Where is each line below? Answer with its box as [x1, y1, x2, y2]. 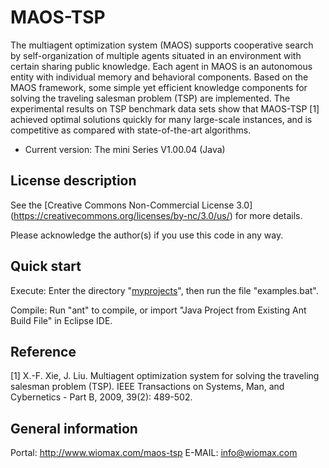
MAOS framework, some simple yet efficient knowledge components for [10, 81, 308, 93]
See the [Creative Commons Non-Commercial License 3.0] [10, 199, 253, 211]
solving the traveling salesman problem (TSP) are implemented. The [10, 92, 291, 104]
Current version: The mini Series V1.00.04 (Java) [24, 143, 226, 155]
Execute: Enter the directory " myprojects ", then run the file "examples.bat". [10, 284, 319, 296]
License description [10, 172, 137, 190]
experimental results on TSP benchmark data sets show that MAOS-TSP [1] [10, 102, 320, 115]
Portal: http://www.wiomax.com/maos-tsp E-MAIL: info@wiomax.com [10, 447, 298, 459]
